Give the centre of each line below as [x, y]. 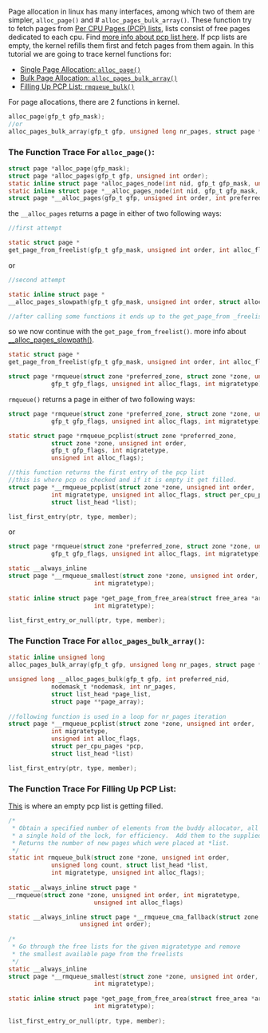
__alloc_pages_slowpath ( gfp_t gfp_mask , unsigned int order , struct [124, 302]
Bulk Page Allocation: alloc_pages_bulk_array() [99, 78]
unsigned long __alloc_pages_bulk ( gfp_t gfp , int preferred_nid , [119, 680]
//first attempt [35, 228]
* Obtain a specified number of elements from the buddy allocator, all [135, 828]
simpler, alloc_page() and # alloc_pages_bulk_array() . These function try [130, 20]
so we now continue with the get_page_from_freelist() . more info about [127, 332]
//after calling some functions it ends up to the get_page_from [119, 316]
